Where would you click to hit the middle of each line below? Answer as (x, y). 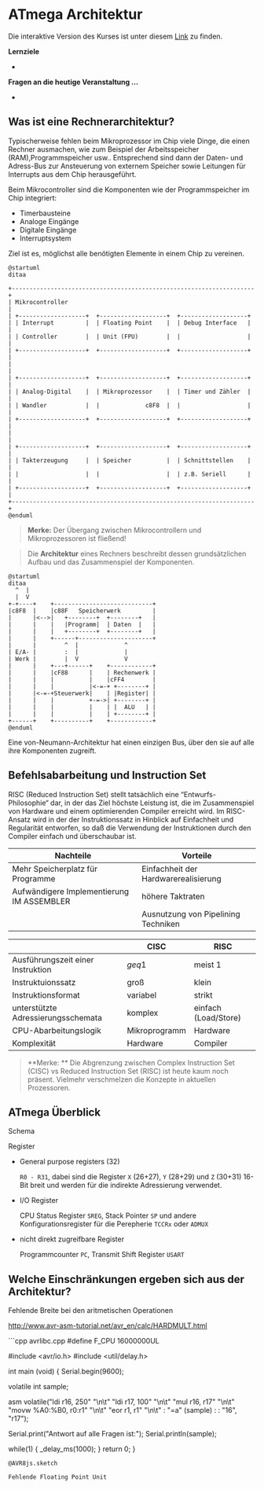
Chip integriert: (33, 197)
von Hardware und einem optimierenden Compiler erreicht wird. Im (117, 811)
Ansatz (20, 819)
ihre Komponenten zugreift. (52, 750)
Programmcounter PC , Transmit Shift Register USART (102, 1255)
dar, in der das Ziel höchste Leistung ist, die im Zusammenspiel (152, 803)
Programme (34, 878)
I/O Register (39, 1200)
